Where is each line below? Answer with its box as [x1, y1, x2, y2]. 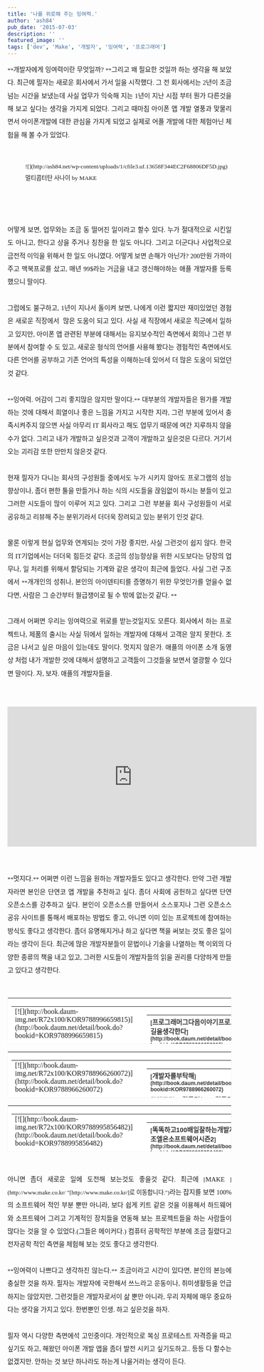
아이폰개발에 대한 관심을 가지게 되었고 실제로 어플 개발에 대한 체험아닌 [21, 118, 224, 126]
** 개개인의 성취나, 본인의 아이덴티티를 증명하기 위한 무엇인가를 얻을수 [21, 578, 224, 586]
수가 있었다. [36, 131, 70, 139]
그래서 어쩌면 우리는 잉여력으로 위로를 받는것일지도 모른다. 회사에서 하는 [7, 617, 218, 626]
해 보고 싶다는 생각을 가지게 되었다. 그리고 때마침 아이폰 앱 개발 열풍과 [7, 105, 212, 113]
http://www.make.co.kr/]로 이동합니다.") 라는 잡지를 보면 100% [70, 1188, 232, 1196]
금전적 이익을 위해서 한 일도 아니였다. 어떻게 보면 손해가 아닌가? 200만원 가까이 [7, 252, 232, 260]
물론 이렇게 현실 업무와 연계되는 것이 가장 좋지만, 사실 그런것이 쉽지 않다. [7, 539, 218, 547]
